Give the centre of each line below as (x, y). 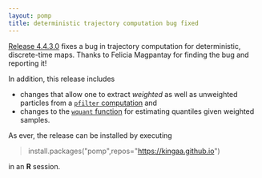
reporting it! (28, 63)
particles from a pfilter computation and (89, 103)
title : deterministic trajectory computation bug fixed (103, 23)
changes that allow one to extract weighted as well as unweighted (129, 94)
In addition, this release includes (62, 79)
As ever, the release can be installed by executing (90, 135)
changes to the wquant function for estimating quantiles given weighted (137, 111)
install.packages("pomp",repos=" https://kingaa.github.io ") (124, 151)
